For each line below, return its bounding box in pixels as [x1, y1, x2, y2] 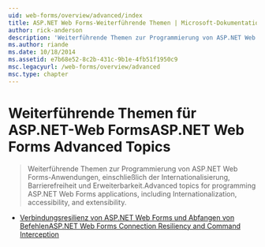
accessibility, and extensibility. [27, 197, 127, 207]
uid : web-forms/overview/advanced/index [8, 11, 144, 20]
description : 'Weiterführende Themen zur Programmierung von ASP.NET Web [8, 33, 256, 42]
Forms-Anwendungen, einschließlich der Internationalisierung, [27, 172, 230, 182]
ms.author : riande [8, 41, 69, 49]
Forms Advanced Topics [8, 137, 171, 155]
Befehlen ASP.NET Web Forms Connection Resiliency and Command [19, 221, 241, 230]
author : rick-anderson [8, 26, 83, 34]
